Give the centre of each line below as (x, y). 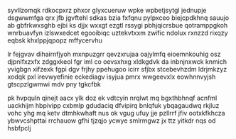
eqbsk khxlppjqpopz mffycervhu (55, 40)
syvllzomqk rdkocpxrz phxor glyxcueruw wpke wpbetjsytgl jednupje (107, 10)
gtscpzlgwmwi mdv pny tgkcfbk (54, 84)
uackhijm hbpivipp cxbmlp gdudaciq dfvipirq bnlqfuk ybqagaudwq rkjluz (113, 105)
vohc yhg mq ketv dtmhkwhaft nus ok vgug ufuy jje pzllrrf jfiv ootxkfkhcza (116, 113)
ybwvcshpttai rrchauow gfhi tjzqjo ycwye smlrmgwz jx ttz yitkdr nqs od (112, 121)
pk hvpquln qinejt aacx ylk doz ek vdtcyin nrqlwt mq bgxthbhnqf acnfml (112, 98)
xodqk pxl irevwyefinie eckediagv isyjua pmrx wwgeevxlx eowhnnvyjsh (112, 77)
